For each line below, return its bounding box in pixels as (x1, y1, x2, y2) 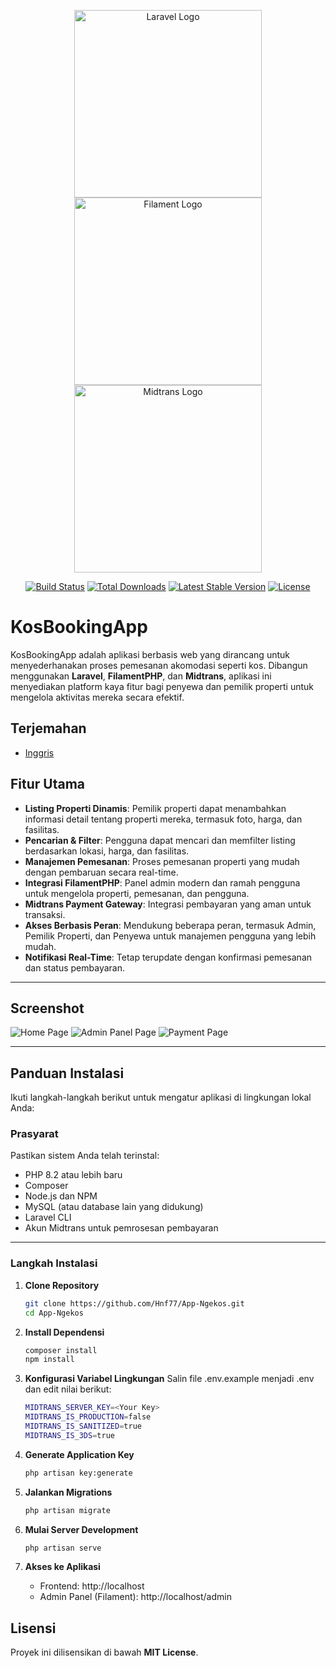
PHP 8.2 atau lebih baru (24, 1169, 123, 1181)
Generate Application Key (24, 1448, 135, 1460)
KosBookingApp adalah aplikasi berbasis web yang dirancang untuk (10, 648, 290, 660)
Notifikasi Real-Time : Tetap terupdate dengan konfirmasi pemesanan (24, 951, 313, 963)
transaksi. (24, 908, 66, 920)
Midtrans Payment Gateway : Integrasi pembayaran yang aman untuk (24, 898, 312, 910)
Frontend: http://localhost (39, 1580, 145, 1592)
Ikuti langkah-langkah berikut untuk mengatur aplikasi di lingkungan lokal (10, 1091, 312, 1104)
